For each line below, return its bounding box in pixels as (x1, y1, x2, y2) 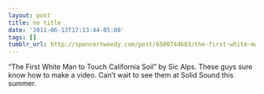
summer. (8, 79, 37, 89)
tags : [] (8, 33, 37, 42)
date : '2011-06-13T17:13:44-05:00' (8, 26, 125, 34)
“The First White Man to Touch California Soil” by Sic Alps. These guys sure (8, 62, 253, 71)
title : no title (8, 19, 61, 27)
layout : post (8, 11, 51, 20)
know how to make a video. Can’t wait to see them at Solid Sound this (8, 70, 234, 80)
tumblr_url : (8, 41, 47, 49)
